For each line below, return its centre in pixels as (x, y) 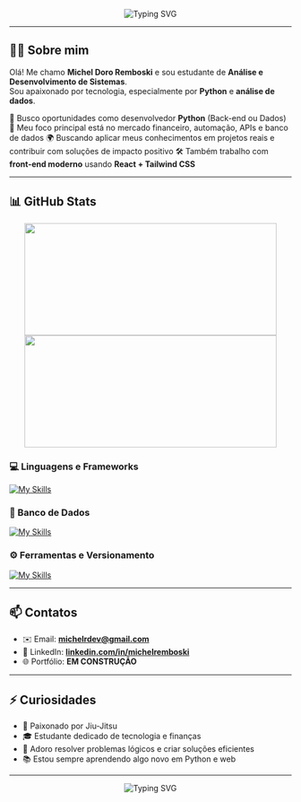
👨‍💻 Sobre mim (49, 51)
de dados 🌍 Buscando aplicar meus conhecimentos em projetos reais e (142, 137)
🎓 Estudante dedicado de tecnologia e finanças (112, 737)
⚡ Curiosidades (53, 700)
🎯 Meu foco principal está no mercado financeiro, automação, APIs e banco (149, 127)
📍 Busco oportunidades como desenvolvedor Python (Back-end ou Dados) (148, 118)
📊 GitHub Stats (53, 202)
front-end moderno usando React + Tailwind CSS (102, 164)
